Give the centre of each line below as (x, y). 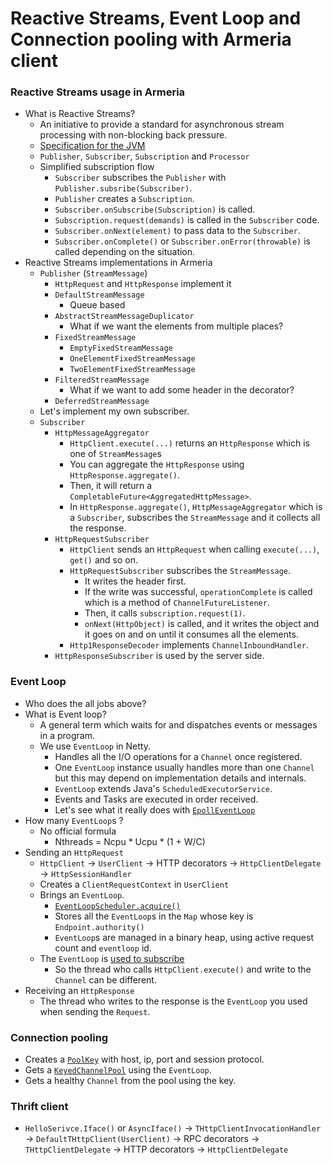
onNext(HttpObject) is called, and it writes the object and (202, 624)
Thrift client (39, 1106)
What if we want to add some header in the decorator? (182, 390)
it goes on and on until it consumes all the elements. (191, 634)
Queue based (97, 305)
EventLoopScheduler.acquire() (117, 906)
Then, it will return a (110, 486)
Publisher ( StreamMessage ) (93, 273)
